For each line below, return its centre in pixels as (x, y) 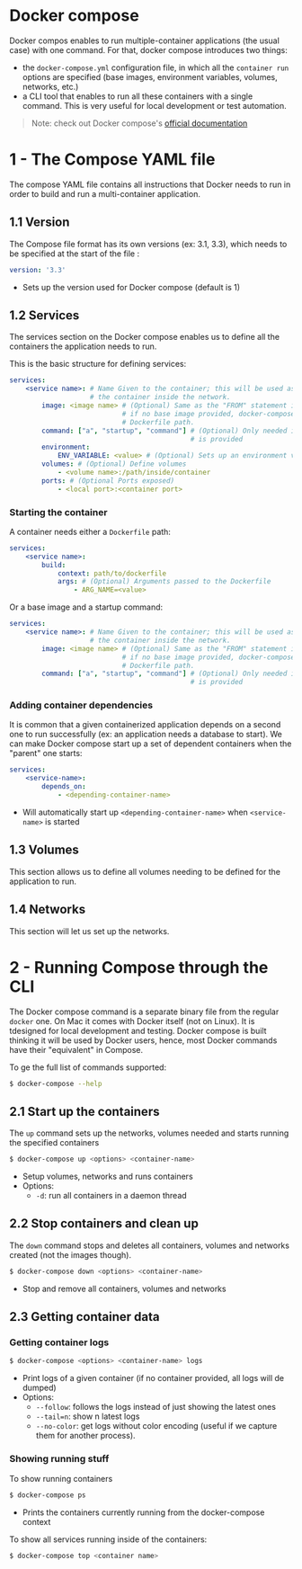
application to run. (43, 881)
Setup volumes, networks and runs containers (107, 1177)
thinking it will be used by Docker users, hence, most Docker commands (143, 1040)
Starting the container (58, 512)
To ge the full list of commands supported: (88, 1067)
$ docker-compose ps (48, 1495)
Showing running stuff (59, 1459)
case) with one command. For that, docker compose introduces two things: (148, 49)
